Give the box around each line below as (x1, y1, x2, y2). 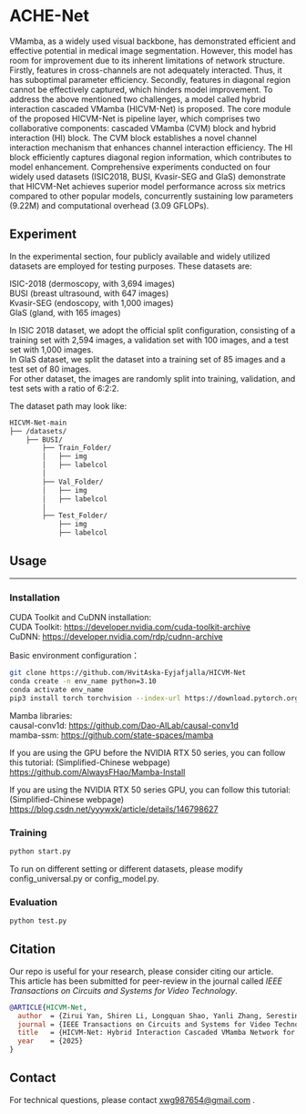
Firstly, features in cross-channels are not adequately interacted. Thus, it (9, 65, 282, 76)
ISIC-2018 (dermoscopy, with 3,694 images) (9, 278, 176, 289)
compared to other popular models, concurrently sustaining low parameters (9, 190, 294, 201)
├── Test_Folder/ (42, 511, 107, 520)
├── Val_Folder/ (42, 477, 104, 486)
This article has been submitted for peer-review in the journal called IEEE (9, 976, 282, 986)
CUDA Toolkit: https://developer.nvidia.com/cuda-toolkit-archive (9, 621, 251, 633)
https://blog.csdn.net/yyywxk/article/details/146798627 (9, 803, 219, 814)
